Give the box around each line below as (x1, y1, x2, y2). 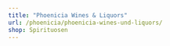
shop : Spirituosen (8, 26, 68, 34)
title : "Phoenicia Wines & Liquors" (8, 11, 128, 19)
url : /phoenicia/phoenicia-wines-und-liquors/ (8, 19, 163, 27)
